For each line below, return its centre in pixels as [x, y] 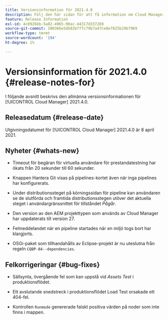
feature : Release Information [37, 19]
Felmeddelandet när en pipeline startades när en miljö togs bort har [82, 229]
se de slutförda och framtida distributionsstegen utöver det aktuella [82, 198]
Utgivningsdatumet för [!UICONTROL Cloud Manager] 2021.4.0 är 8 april [80, 130]
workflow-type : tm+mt [28, 33]
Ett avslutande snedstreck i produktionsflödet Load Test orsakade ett [83, 292]
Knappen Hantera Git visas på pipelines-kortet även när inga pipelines [84, 178]
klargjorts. [23, 234]
